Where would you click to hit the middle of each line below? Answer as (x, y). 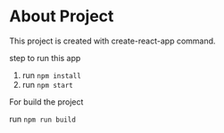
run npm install (52, 75)
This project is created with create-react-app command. (112, 41)
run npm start (47, 84)
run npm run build (42, 119)
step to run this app (45, 58)
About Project (62, 16)
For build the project (46, 102)
